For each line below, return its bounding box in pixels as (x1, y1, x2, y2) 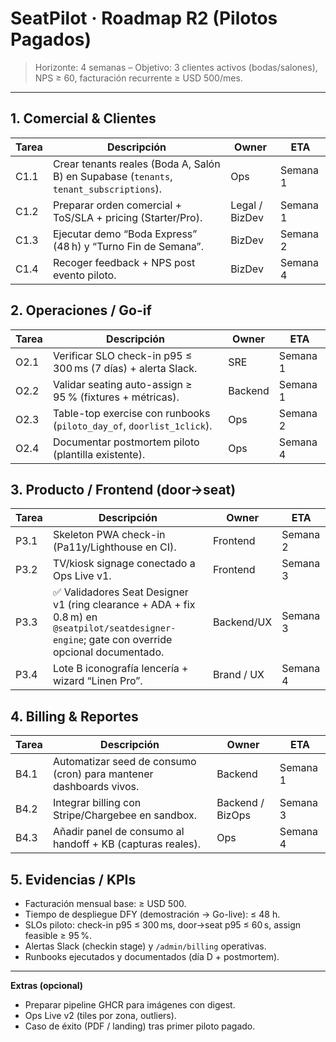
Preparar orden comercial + (52, 198, 183, 212)
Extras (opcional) (10, 980, 84, 991)
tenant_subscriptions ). (52, 182, 163, 196)
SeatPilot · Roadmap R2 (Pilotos (10, 7, 278, 30)
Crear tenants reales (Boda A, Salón (52, 157, 221, 171)
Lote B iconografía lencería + (52, 662, 189, 676)
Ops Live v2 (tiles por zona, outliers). (24, 1010, 177, 1021)
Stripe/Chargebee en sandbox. (52, 808, 197, 822)
